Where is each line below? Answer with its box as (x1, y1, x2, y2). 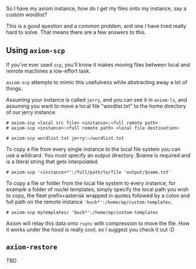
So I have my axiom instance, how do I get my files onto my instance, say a (6, 5, 187, 12)
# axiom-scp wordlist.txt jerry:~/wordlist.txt (6, 135, 125, 141)
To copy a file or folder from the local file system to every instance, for (6, 180, 176, 187)
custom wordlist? (6, 11, 47, 18)
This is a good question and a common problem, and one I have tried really (6, 23, 187, 29)
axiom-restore (6, 243, 57, 251)
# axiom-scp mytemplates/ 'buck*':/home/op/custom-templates (6, 209, 159, 215)
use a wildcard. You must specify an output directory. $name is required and (6, 151, 191, 158)
